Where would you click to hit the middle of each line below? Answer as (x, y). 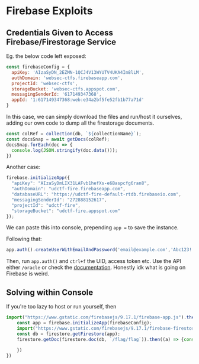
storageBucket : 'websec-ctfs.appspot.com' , (66, 89)
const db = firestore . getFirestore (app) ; (68, 334)
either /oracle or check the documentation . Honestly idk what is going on (96, 268)
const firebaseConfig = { (38, 67)
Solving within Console (50, 292)
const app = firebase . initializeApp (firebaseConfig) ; (84, 323)
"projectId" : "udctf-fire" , (46, 205)
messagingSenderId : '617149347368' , (57, 95)
